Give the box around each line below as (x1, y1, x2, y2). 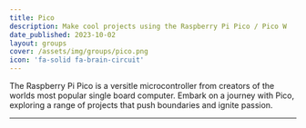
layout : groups (9, 38, 67, 48)
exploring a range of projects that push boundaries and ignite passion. (9, 100, 273, 110)
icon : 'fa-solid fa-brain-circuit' (9, 55, 145, 64)
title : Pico (9, 13, 55, 23)
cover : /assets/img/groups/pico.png (9, 47, 148, 56)
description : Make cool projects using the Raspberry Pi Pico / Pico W (9, 22, 287, 31)
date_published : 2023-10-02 (9, 30, 117, 39)
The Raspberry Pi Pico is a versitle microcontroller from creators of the (9, 81, 275, 91)
